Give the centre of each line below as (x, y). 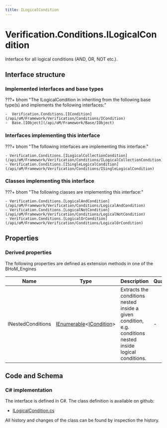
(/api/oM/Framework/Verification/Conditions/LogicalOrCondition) (74, 223)
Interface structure (35, 75)
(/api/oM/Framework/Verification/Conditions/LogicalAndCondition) (75, 205)
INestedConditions (29, 324)
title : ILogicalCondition (32, 10)
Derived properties (29, 253)
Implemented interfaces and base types (54, 89)
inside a (130, 308)
